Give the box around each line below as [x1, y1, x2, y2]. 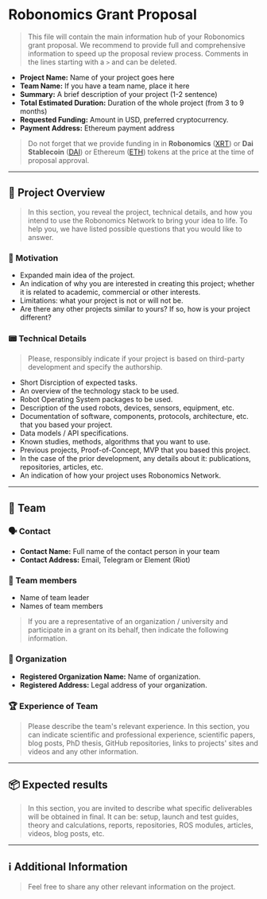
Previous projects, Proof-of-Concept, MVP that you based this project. [19, 445, 251, 455]
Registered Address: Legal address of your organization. [19, 680, 208, 689]
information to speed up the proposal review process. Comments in [27, 48, 249, 58]
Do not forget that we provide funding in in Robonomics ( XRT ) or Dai [27, 138, 254, 148]
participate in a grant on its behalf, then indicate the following [27, 626, 229, 635]
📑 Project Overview [8, 186, 106, 200]
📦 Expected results [8, 778, 109, 792]
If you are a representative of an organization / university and [27, 617, 229, 626]
